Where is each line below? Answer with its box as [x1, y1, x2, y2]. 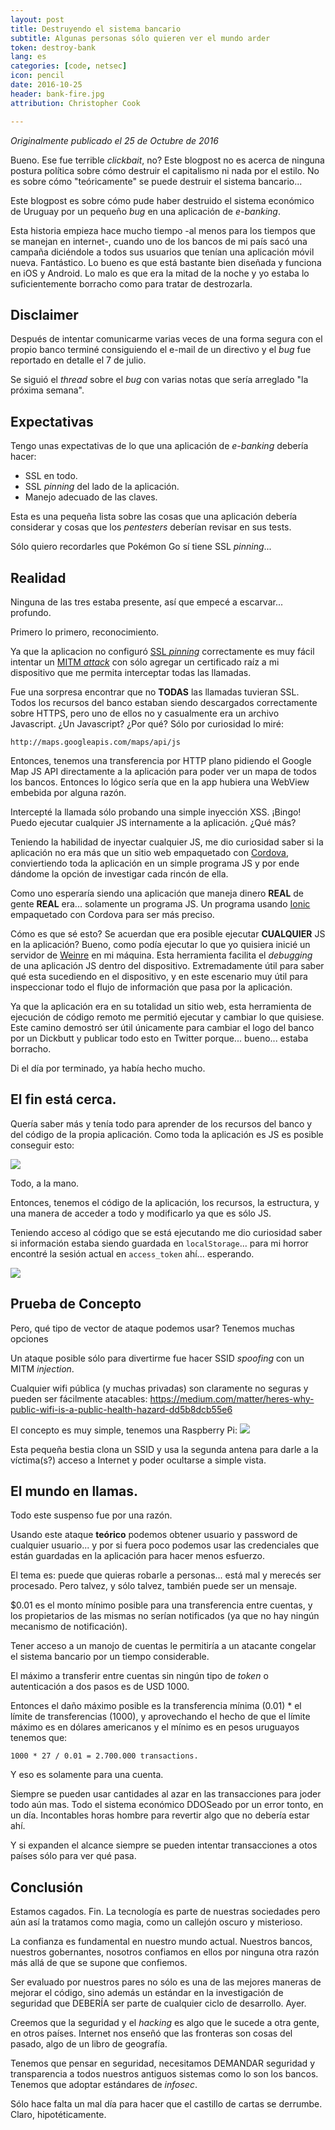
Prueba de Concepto [10, 1296, 142, 1313]
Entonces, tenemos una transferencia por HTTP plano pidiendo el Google [10, 754, 312, 766]
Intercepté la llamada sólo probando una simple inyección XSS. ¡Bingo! [10, 806, 302, 818]
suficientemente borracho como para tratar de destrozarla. [10, 277, 253, 290]
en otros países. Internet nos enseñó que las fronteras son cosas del [10, 2027, 293, 2040]
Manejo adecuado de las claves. [24, 491, 158, 503]
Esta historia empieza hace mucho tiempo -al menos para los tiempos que [10, 224, 316, 236]
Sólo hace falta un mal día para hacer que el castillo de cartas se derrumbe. [10, 2098, 323, 2110]
